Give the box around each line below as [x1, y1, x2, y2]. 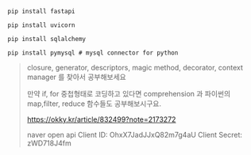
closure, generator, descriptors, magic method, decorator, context [26, 63, 244, 72]
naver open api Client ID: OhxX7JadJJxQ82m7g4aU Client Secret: [26, 130, 243, 139]
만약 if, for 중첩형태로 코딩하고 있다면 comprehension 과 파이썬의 [26, 89, 231, 98]
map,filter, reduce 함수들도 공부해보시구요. [26, 99, 162, 108]
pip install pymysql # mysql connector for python [7, 49, 179, 57]
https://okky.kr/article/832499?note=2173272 [26, 115, 176, 124]
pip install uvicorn [7, 21, 76, 29]
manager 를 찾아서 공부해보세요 [26, 72, 126, 81]
